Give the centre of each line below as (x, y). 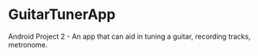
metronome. (28, 44)
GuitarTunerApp (62, 15)
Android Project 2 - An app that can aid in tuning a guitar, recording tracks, (129, 36)
